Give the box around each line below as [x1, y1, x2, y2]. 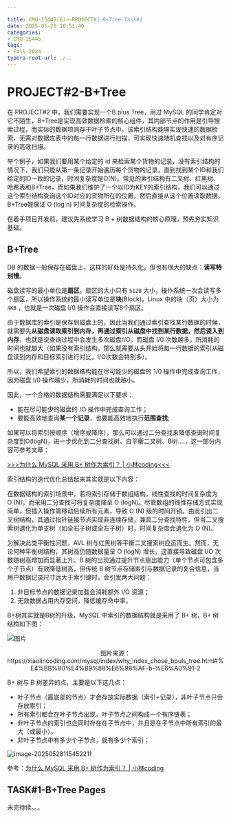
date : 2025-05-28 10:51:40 [7, 22, 85, 30]
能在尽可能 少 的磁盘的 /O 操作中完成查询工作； [16, 405, 148, 413]
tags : [7, 42, 23, 49]
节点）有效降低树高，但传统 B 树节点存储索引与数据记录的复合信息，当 [19, 564, 220, 573]
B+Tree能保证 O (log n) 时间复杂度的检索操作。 [7, 200, 140, 208]
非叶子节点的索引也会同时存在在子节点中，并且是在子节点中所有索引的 [16, 718, 217, 727]
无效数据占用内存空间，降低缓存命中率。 [16, 596, 132, 604]
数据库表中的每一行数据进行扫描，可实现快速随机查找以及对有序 [36, 134, 218, 142]
